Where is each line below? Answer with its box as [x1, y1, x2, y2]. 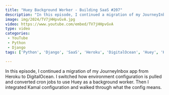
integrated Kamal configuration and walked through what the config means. [5, 84, 162, 90]
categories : [5, 31, 30, 36]
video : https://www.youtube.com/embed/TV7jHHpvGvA [5, 21, 114, 27]
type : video [5, 26, 30, 31]
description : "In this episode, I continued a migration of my [5, 12, 141, 17]
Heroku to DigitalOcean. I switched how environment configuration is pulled [5, 73, 162, 79]
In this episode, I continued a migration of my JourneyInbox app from [5, 68, 149, 74]
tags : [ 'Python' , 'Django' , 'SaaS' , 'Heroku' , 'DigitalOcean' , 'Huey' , [5, 50, 159, 55]
